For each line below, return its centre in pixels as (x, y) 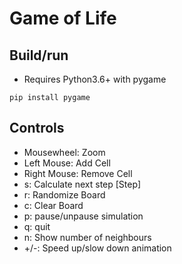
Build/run (39, 55)
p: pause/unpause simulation (83, 216)
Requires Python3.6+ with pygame (95, 79)
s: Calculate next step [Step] (82, 184)
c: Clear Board (53, 205)
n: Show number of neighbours (87, 237)
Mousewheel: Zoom (64, 152)
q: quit (37, 226)
